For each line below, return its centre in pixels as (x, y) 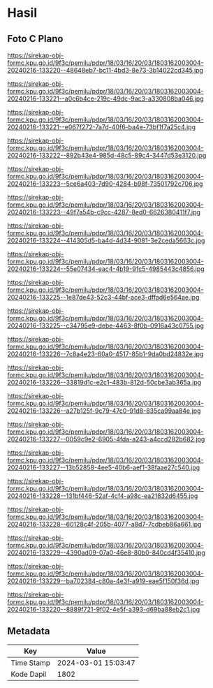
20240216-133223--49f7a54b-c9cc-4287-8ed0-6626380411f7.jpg (104, 212)
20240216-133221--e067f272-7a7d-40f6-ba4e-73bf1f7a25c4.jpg (102, 127)
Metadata (29, 631)
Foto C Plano (35, 39)
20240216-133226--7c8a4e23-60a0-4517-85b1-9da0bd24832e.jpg (105, 354)
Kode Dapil (29, 674)
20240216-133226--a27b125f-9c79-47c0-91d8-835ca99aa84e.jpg (104, 411)
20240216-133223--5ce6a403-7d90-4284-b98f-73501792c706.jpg (105, 184)
